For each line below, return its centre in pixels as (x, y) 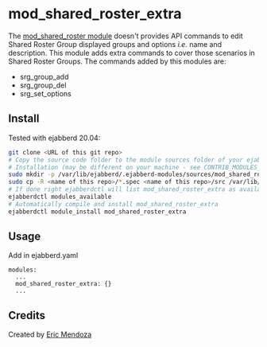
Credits (27, 315)
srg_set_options (45, 93)
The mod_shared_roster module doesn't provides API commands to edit (126, 36)
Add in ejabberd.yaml (43, 255)
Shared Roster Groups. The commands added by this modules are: (117, 61)
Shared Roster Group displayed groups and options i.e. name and (115, 44)
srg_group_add (44, 76)
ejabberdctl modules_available (60, 197)
